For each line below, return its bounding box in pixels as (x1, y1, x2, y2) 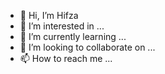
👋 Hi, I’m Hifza (19, 10, 79, 21)
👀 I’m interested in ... (19, 20, 105, 32)
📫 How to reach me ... (19, 53, 113, 64)
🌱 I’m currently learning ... (19, 31, 127, 42)
